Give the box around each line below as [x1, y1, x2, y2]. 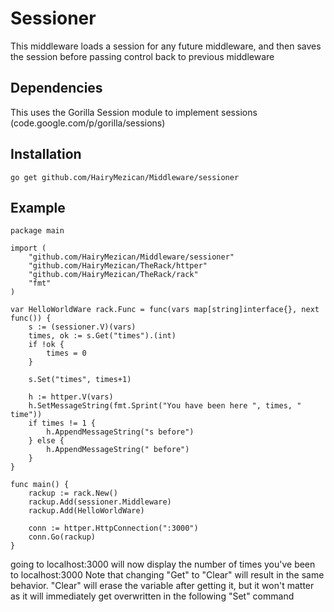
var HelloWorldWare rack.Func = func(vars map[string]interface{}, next [10, 305, 320, 315]
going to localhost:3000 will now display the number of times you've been [10, 558, 316, 571]
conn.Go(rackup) [28, 532, 97, 542]
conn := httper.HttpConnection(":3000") [28, 523, 199, 534]
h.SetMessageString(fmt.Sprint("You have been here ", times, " [28, 401, 302, 411]
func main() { [10, 480, 70, 490]
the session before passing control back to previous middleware [10, 50, 275, 62]
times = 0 [46, 348, 87, 359]
